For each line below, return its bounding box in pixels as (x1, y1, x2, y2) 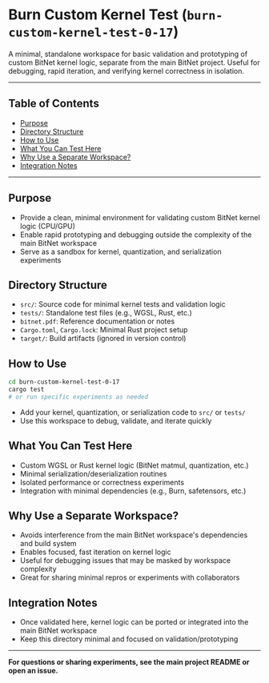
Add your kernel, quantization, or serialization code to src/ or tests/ (19, 407, 246, 417)
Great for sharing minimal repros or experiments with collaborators (19, 573, 240, 582)
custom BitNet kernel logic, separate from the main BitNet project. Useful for (8, 58, 260, 67)
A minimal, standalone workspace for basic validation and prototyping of (8, 49, 248, 58)
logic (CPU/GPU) (19, 221, 76, 231)
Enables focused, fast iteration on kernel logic (19, 547, 171, 557)
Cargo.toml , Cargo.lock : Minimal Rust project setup (19, 325, 188, 335)
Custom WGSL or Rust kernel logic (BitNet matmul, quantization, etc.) (19, 460, 250, 470)
